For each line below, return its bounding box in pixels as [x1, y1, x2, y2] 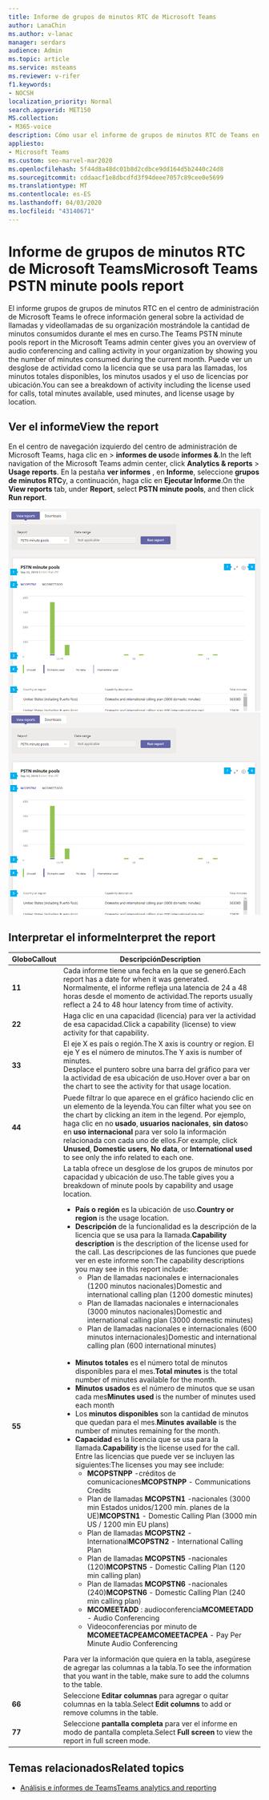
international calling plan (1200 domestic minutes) [86, 1290, 254, 1299]
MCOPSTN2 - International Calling [127, 1536, 243, 1546]
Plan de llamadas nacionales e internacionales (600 [86, 1323, 258, 1333]
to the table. [62, 1679, 102, 1689]
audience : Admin [8, 46, 62, 55]
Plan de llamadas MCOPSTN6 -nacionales [86, 1579, 228, 1589]
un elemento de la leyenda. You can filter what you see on [62, 1101, 251, 1111]
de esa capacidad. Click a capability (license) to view [62, 1020, 236, 1029]
